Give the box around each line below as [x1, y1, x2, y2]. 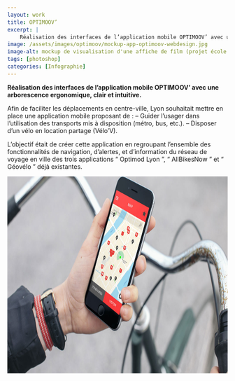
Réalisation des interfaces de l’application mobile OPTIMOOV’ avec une [7, 83, 219, 91]
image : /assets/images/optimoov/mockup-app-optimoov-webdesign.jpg [7, 41, 208, 48]
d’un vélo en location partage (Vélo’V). [7, 126, 117, 134]
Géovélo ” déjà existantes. [7, 162, 83, 171]
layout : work [7, 11, 45, 18]
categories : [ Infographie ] [7, 63, 86, 70]
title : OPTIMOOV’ [7, 18, 58, 26]
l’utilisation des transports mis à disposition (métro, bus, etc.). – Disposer [7, 119, 217, 127]
